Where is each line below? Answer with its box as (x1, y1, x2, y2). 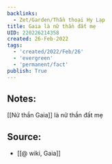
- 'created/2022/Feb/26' (13, 49, 84, 56)
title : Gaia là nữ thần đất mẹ (7, 23, 96, 30)
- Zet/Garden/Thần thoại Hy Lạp (13, 16, 106, 23)
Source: (7, 131, 42, 143)
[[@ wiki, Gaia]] (16, 149, 61, 158)
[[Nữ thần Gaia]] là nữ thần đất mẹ (7, 111, 104, 119)
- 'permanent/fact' (13, 61, 69, 68)
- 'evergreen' (13, 55, 53, 62)
